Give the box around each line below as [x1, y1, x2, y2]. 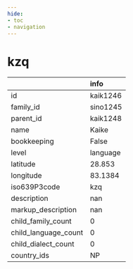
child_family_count [11, 216, 72, 226]
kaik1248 [89, 114, 122, 124]
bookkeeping [11, 136, 54, 146]
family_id [11, 103, 40, 112]
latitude [11, 159, 36, 169]
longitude [11, 171, 42, 181]
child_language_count [11, 228, 83, 237]
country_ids [11, 251, 49, 261]
